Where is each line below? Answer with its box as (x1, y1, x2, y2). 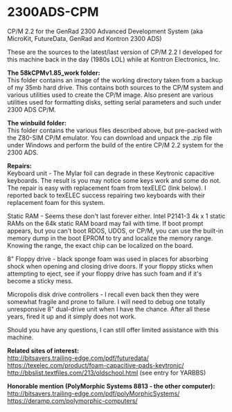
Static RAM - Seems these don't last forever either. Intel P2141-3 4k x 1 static (7, 212, 226, 220)
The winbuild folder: (7, 118, 67, 127)
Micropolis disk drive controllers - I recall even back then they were (7, 290, 199, 298)
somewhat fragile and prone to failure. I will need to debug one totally (7, 297, 206, 305)
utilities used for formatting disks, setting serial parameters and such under (7, 98, 222, 106)
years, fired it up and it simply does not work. (7, 312, 136, 321)
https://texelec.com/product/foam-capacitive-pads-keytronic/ (7, 361, 185, 369)
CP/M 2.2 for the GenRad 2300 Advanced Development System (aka (7, 27, 203, 35)
